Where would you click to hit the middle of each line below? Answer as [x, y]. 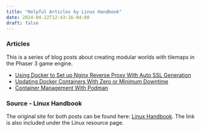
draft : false [22, 23]
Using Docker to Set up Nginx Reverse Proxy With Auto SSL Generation [103, 75]
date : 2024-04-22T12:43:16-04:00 [48, 17]
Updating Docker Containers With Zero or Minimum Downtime [91, 81]
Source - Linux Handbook [44, 103]
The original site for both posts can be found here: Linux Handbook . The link [100, 116]
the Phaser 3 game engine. [40, 63]
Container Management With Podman [61, 88]
